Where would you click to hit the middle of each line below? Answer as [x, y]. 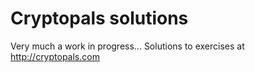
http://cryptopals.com [55, 56]
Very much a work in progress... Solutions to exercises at [127, 46]
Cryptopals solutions [99, 18]
